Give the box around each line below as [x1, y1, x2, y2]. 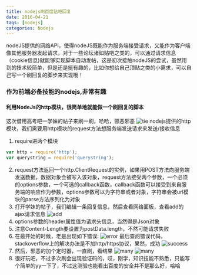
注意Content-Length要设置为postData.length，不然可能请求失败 [14, 225, 169, 233]
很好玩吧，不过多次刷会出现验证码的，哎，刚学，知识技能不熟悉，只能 [14, 255, 185, 262]
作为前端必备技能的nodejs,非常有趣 [6, 88, 107, 96]
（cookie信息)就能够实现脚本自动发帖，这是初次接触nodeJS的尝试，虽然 [6, 57, 182, 64]
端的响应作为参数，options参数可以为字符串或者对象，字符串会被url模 [19, 188, 189, 195]
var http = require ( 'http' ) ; [6, 149, 78, 155]
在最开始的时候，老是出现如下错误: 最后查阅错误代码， [14, 233, 166, 240]
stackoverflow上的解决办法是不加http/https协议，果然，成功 [14, 240, 161, 247]
